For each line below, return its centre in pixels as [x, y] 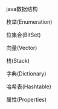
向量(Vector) [22, 48]
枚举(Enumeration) [29, 22]
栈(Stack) [18, 61]
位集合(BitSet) [24, 35]
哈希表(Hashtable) [29, 86]
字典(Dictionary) [26, 74]
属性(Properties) [27, 100]
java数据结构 [22, 9]
